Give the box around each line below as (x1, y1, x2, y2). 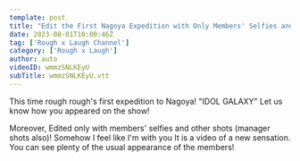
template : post (9, 13, 66, 22)
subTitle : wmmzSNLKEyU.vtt (9, 72, 110, 80)
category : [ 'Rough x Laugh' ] (9, 47, 118, 55)
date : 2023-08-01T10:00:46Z (9, 30, 114, 38)
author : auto (9, 55, 58, 64)
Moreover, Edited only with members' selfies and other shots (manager (9, 123, 271, 133)
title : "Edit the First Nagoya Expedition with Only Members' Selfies (9, 21, 278, 30)
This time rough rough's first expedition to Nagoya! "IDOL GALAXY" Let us (9, 96, 283, 106)
